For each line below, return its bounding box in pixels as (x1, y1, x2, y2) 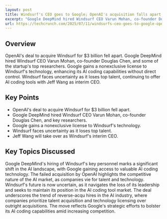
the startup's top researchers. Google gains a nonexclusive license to (5, 63, 147, 70)
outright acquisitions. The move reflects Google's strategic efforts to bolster (5, 203, 161, 209)
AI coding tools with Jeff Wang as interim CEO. (5, 79, 101, 85)
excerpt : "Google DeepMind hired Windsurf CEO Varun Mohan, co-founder (5, 16, 157, 21)
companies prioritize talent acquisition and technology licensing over (5, 197, 147, 204)
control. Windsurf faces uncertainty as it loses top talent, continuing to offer (5, 74, 161, 80)
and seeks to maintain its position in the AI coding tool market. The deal (5, 187, 152, 193)
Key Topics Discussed (5, 147, 76, 156)
